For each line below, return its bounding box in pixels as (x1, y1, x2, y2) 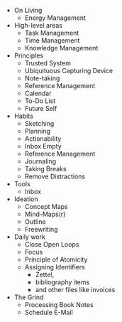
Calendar (24, 89, 52, 97)
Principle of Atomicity (24, 255, 88, 264)
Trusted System (24, 59, 72, 67)
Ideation (13, 195, 38, 203)
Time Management (24, 36, 80, 45)
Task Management (24, 28, 79, 37)
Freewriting (24, 225, 58, 233)
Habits (13, 112, 33, 120)
